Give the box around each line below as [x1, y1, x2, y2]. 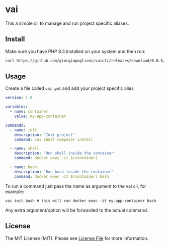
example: [5, 188, 24, 194]
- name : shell [10, 146, 39, 151]
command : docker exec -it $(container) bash [14, 174, 109, 179]
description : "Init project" [14, 132, 75, 137]
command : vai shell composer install [14, 137, 94, 142]
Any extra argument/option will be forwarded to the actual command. [5, 207, 148, 213]
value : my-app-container [14, 114, 66, 119]
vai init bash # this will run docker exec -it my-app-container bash [5, 198, 156, 203]
